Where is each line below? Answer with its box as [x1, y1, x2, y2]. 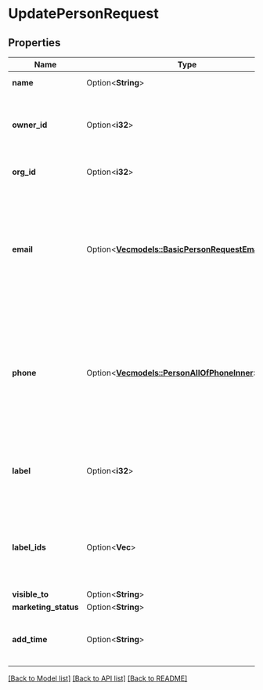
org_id [12, 166, 37, 177]
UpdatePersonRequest [8, 5, 159, 23]
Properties [8, 36, 61, 49]
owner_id [12, 119, 48, 130]
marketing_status [12, 601, 79, 612]
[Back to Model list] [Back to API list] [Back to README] [8, 674, 188, 683]
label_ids [12, 542, 47, 553]
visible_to [12, 589, 49, 600]
